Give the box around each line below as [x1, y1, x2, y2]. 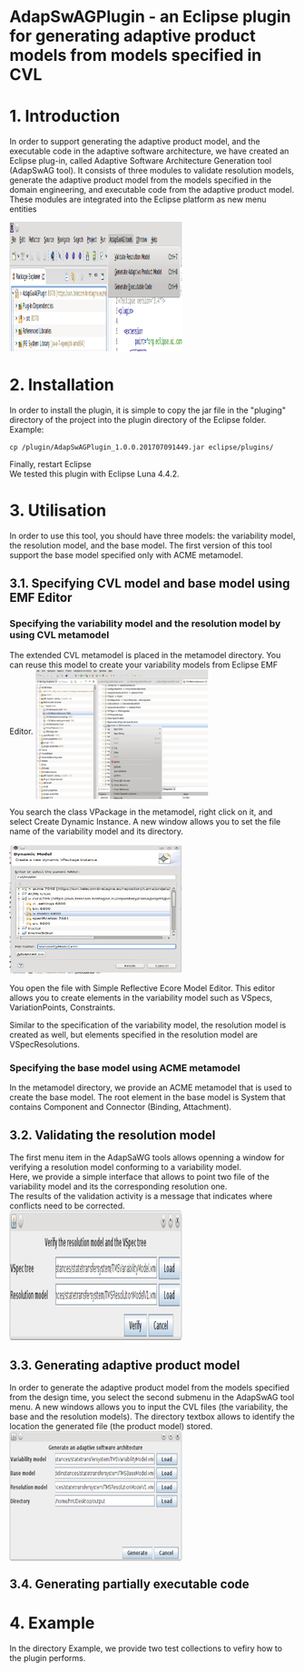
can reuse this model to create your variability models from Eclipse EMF [9, 659, 279, 670]
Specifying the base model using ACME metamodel [9, 1061, 240, 1074]
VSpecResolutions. [9, 1038, 80, 1049]
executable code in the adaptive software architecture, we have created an [9, 145, 289, 156]
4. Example [9, 1613, 95, 1634]
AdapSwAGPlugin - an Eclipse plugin [9, 6, 292, 27]
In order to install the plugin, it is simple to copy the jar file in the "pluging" [9, 405, 286, 415]
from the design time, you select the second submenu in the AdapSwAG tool [9, 1391, 295, 1402]
